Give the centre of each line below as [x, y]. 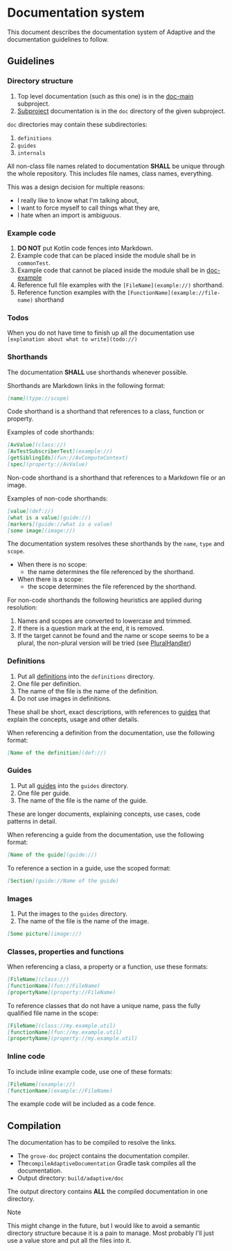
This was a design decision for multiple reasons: [76, 187]
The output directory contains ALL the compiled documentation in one [107, 1191]
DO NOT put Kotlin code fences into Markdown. [85, 248]
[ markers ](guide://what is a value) [60, 524]
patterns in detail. [32, 821]
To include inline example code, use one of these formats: [90, 1071]
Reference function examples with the [71, 292]
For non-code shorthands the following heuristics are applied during [105, 600]
